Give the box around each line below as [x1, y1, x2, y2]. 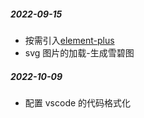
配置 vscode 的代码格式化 [24, 96, 132, 109]
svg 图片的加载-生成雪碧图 [24, 46, 135, 59]
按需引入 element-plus [24, 34, 115, 46]
